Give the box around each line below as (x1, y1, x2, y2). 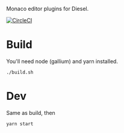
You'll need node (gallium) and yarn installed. (6, 57, 119, 65)
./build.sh (6, 69, 34, 75)
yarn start (6, 120, 34, 127)
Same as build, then (6, 109, 55, 116)
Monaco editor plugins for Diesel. (6, 5, 89, 12)
